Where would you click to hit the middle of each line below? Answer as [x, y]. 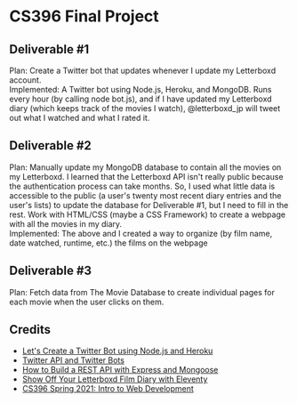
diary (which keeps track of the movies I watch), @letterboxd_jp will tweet [145, 108]
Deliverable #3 [50, 271]
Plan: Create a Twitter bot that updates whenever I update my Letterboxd [143, 70]
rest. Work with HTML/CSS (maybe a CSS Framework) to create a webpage [148, 214]
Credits [30, 330]
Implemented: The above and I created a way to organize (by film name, [141, 233]
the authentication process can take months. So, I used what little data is [142, 186]
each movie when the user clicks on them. [87, 302]
